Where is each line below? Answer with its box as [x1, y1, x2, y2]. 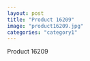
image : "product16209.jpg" [7, 22, 84, 29]
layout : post [7, 9, 44, 17]
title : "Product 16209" [7, 16, 75, 23]
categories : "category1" [7, 28, 78, 36]
